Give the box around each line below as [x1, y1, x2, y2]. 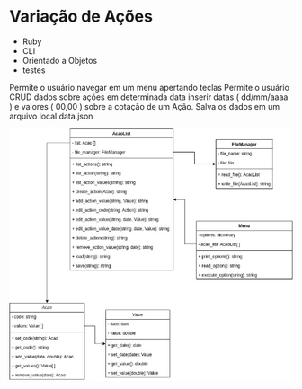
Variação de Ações [9, 6, 153, 27]
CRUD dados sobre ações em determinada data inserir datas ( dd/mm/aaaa [9, 92, 289, 102]
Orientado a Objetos [22, 55, 98, 66]
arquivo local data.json [9, 111, 93, 121]
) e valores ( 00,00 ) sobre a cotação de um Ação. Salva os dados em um [9, 101, 280, 111]
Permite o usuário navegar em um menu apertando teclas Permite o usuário [9, 82, 290, 93]
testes [22, 65, 46, 75]
